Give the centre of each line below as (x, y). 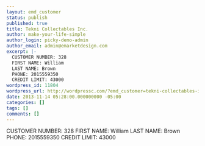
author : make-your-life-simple (46, 35)
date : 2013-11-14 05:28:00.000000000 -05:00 (64, 97)
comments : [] (23, 114)
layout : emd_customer (34, 12)
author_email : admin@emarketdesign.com (57, 46)
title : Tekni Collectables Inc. (47, 29)
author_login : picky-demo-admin (47, 40)
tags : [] (17, 108)
